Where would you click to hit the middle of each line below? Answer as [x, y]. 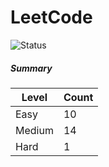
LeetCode [51, 17]
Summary [31, 68]
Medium [34, 130]
